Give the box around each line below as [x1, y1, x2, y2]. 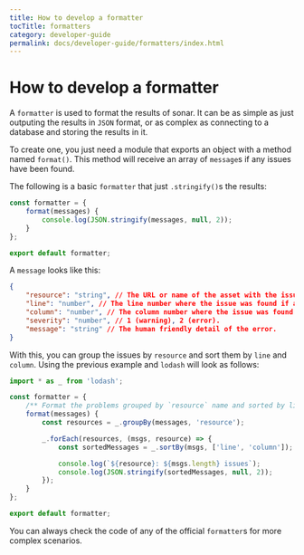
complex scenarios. [9, 535, 83, 546]
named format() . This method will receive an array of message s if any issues [9, 154, 291, 165]
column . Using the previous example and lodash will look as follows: [9, 359, 260, 369]
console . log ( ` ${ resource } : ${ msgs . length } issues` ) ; [57, 459, 261, 468]
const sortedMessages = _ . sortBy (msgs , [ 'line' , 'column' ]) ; [57, 443, 294, 452]
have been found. [9, 164, 75, 175]
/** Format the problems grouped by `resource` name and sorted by [25, 401, 285, 410]
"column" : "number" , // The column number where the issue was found [25, 308, 294, 317]
